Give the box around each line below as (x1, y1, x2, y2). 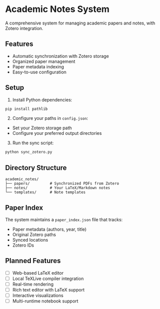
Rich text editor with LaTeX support (12, 287, 85, 293)
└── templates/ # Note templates (5, 190, 86, 195)
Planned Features (5, 257, 61, 265)
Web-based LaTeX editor (12, 270, 64, 276)
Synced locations (12, 237, 48, 243)
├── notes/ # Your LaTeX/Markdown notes (5, 186, 111, 191)
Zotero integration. (5, 25, 43, 31)
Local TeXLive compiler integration (12, 276, 84, 282)
